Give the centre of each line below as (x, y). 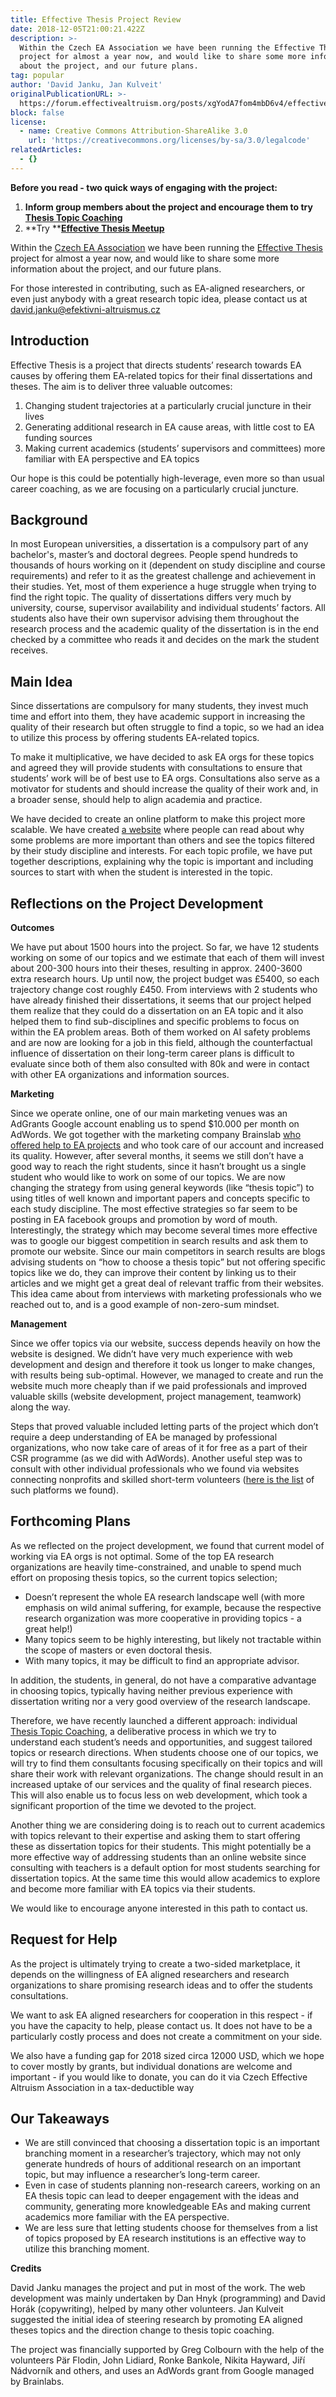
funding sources (58, 437)
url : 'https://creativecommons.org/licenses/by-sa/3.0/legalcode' (169, 141)
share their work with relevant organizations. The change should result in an (167, 1773)
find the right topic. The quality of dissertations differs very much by (151, 597)
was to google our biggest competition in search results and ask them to (159, 1240)
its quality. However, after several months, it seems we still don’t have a (157, 1155)
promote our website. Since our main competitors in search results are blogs (168, 1251)
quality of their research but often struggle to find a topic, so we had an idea (167, 727)
